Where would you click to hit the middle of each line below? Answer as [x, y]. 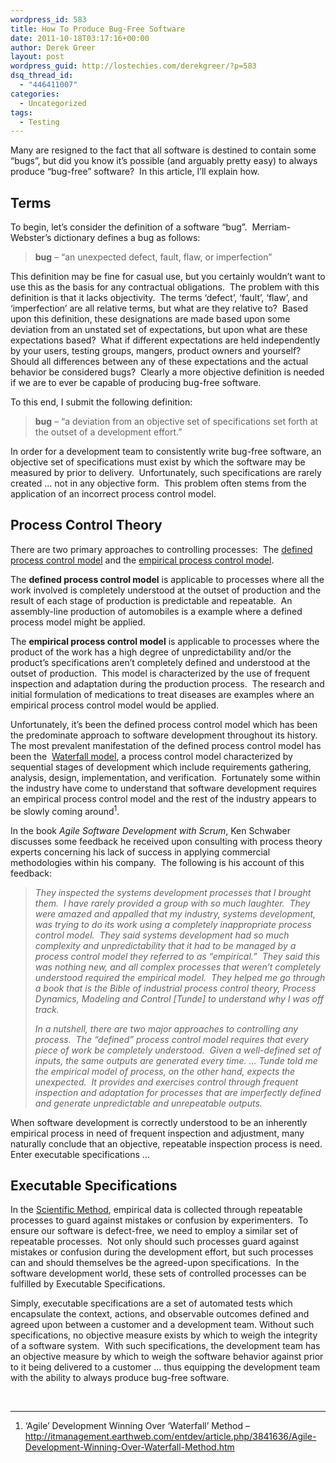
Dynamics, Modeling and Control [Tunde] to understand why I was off [179, 998]
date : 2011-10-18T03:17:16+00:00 [80, 38]
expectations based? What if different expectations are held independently [165, 340]
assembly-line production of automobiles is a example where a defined [156, 611]
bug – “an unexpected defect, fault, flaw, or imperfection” [153, 257]
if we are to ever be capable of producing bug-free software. [136, 383]
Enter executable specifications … [80, 1154]
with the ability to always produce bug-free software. [120, 1378]
